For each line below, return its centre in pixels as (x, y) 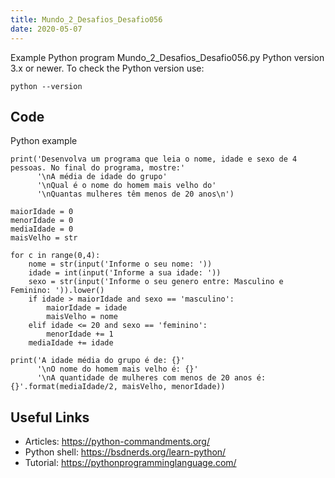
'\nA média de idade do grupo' (102, 177)
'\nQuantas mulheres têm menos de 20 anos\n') (135, 194)
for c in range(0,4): (55, 256)
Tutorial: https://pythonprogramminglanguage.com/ (130, 463)
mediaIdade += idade (71, 343)
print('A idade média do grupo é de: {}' (98, 361)
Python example (44, 141)
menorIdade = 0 (42, 221)
